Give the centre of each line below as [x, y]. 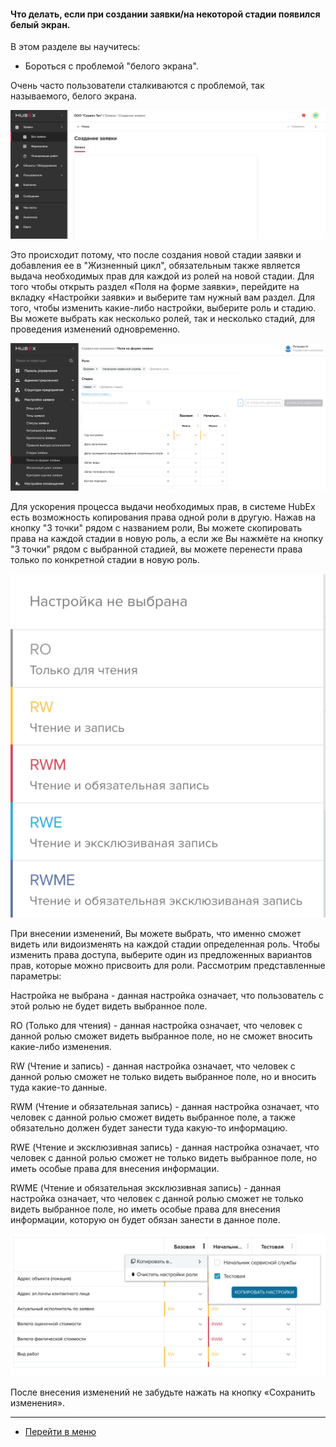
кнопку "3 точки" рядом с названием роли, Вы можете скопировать [156, 527]
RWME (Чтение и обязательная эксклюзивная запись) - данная [146, 1187]
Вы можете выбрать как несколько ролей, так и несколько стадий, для [162, 318]
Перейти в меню [60, 1432]
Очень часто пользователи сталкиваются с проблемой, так [137, 86]
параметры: [36, 976]
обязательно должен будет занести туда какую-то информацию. [149, 1127]
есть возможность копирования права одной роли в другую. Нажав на [163, 517]
